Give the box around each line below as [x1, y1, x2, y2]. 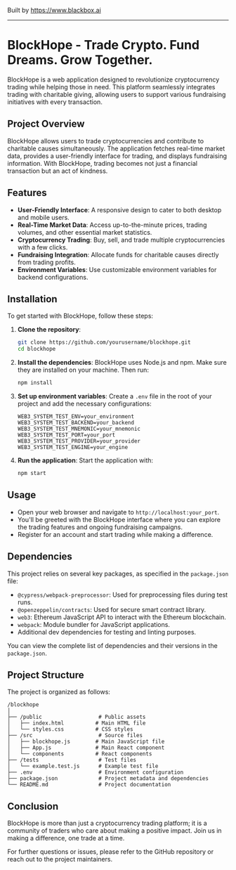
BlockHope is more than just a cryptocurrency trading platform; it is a [7, 819, 207, 828]
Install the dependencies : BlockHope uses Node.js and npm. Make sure [17, 358, 227, 367]
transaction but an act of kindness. [7, 167, 108, 175]
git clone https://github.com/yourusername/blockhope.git [17, 339, 191, 346]
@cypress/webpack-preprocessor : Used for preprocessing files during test [17, 590, 228, 599]
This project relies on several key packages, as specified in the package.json [7, 569, 229, 578]
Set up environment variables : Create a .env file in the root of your [17, 392, 212, 400]
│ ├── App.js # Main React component [7, 744, 165, 751]
